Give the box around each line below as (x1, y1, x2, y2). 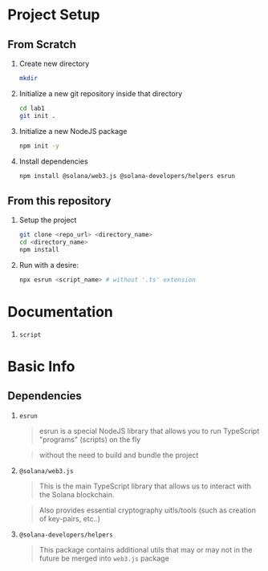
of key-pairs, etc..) (39, 513, 101, 523)
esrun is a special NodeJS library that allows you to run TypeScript (39, 426, 260, 435)
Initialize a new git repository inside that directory (18, 88, 183, 98)
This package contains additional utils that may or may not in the (39, 545, 253, 554)
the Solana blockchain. (39, 489, 115, 499)
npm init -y (18, 142, 59, 150)
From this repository (7, 194, 112, 208)
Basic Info (7, 357, 75, 375)
